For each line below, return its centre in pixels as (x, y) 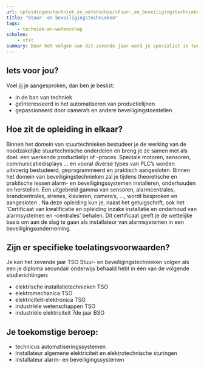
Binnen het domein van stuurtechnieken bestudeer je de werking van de (97, 144)
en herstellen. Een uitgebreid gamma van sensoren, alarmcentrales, (91, 189)
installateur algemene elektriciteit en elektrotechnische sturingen (96, 353)
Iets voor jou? (32, 71)
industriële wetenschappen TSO (55, 306)
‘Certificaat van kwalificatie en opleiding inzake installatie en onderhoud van (102, 209)
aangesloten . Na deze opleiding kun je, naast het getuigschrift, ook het (96, 202)
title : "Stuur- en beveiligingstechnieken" (62, 18)
